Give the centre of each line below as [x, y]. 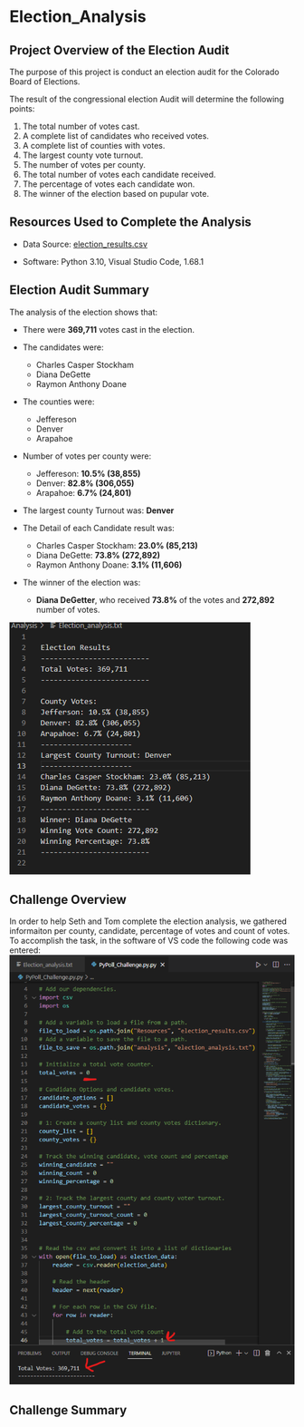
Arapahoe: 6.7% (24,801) [84, 492]
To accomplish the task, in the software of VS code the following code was [149, 941]
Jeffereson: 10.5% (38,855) [88, 473]
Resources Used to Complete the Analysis [130, 223]
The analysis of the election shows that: [84, 312]
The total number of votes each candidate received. [119, 175]
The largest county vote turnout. [83, 155]
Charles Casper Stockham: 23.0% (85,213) [117, 545]
